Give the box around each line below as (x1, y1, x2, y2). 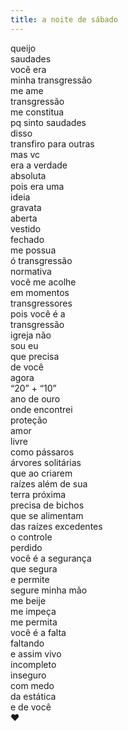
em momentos (10, 286, 70, 298)
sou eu (10, 339, 39, 351)
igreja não (10, 329, 52, 341)
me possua (10, 244, 57, 256)
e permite (10, 573, 50, 585)
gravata (10, 201, 42, 213)
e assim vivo (10, 647, 62, 660)
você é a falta (10, 626, 67, 638)
